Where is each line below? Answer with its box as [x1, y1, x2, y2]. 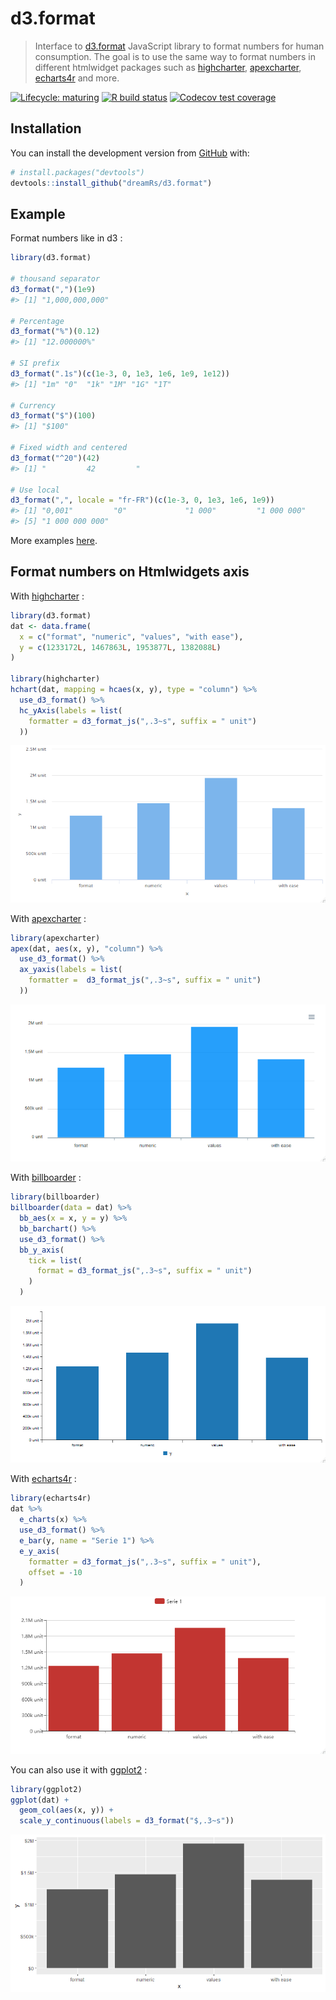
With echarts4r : [10, 1473, 77, 1485]
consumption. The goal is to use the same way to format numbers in [34, 50, 316, 62]
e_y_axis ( [19, 1546, 60, 1556]
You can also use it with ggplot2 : [10, 1763, 148, 1776]
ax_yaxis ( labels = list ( [19, 965, 123, 975]
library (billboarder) [10, 1192, 101, 1202]
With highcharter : [10, 590, 85, 602]
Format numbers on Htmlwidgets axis [10, 563, 250, 581]
